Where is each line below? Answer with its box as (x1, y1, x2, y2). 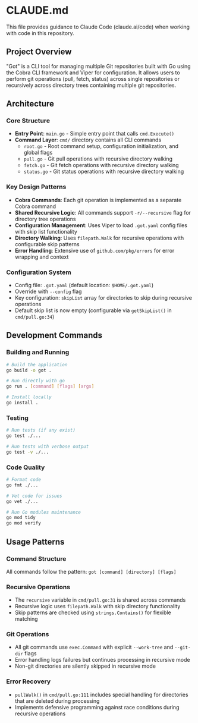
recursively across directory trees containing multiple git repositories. (6, 81, 177, 89)
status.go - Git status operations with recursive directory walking (23, 168, 184, 175)
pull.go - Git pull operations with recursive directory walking (23, 155, 172, 162)
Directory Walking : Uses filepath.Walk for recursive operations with (14, 234, 184, 241)
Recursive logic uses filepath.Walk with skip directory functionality (14, 603, 181, 610)
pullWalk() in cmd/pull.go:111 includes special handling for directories (14, 691, 188, 698)
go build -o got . (6, 367, 52, 373)
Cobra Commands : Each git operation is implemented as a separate (14, 196, 182, 203)
